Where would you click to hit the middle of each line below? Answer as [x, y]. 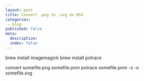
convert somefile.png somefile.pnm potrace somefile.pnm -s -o [72, 67]
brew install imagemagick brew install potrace [54, 58]
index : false [24, 43]
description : [24, 39]
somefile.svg [19, 73]
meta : [11, 34]
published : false [24, 29]
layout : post [19, 10]
